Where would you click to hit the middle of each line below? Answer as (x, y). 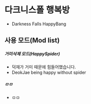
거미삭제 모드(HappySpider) (32, 54)
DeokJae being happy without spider (49, 73)
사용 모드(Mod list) (32, 40)
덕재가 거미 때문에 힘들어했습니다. (44, 67)
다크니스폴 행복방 (37, 10)
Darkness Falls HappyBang (39, 24)
